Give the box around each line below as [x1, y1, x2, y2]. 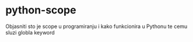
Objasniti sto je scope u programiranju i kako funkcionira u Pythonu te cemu [5, 23, 188, 30]
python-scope [5, 3, 76, 17]
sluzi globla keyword [5, 29, 55, 36]
